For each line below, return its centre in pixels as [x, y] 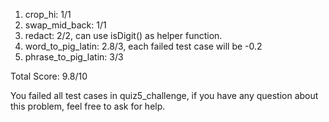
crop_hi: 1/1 [48, 14]
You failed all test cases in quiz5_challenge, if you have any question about [164, 95]
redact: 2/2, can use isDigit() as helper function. [123, 35]
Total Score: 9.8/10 [49, 76]
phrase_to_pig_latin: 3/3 [74, 57]
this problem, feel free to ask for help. [88, 106]
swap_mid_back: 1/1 [65, 25]
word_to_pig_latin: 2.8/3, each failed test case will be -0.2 [143, 46]
